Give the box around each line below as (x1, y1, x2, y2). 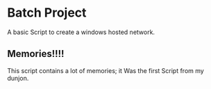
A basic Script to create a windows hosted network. (7, 28, 155, 36)
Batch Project (7, 5, 87, 21)
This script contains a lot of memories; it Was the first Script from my (7, 66, 205, 74)
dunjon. (7, 74, 29, 82)
